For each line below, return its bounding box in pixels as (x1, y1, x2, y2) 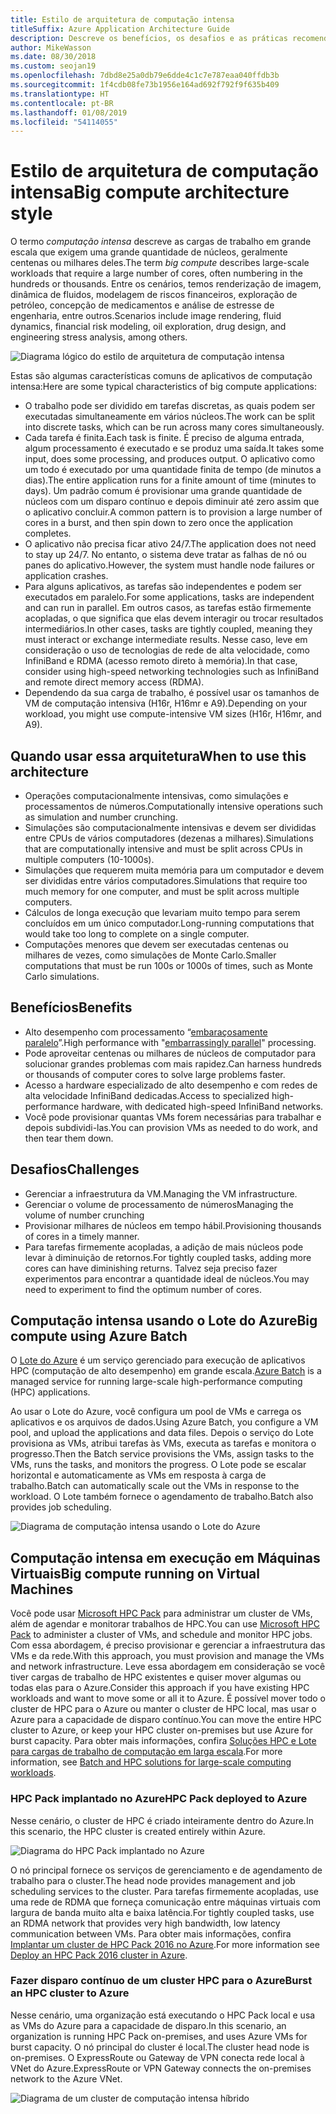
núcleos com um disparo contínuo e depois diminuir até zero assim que (24, 496, 320, 508)
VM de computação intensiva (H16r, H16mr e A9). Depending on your (24, 697, 308, 710)
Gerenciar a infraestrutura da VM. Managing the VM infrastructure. (24, 1187, 298, 1200)
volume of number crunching (24, 1209, 145, 1221)
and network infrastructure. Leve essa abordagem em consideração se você (10, 1661, 326, 1673)
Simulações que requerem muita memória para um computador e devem (24, 864, 325, 876)
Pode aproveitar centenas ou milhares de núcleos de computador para (24, 1047, 317, 1059)
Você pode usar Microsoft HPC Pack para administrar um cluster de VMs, (10, 1607, 313, 1620)
